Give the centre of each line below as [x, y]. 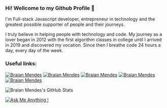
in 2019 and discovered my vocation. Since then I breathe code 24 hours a [83, 45]
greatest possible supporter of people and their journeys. [65, 24]
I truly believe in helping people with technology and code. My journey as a [84, 34]
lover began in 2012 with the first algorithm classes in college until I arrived [83, 40]
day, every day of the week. [34, 51]
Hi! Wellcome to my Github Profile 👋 [50, 8]
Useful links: [21, 64]
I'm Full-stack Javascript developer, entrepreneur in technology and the [80, 19]
